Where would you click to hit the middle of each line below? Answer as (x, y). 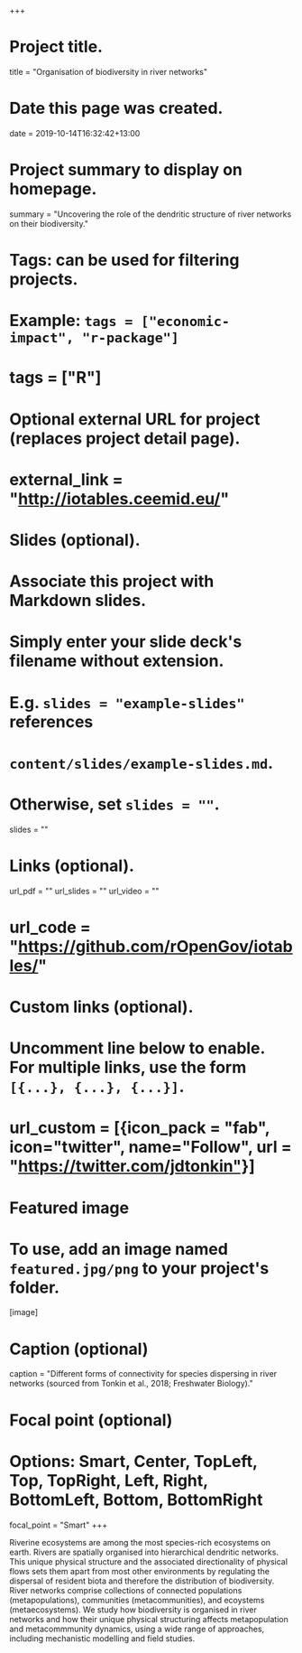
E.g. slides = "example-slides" (127, 702)
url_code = (50, 927)
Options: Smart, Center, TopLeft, (133, 1461)
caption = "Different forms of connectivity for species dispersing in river (143, 1374)
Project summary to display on (126, 170)
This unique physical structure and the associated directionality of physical (149, 1561)
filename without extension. (117, 661)
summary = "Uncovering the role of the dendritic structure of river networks (151, 214)
